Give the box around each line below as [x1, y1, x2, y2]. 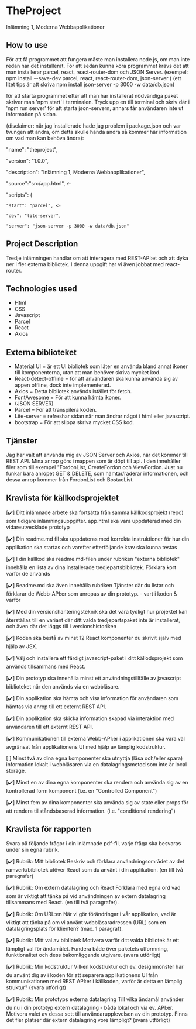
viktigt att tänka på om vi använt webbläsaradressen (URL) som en [6, 918, 166, 925]
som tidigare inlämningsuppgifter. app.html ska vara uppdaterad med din [6, 517, 181, 524]
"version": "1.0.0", [6, 157, 49, 164]
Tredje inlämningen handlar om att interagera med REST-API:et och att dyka [6, 254, 188, 261]
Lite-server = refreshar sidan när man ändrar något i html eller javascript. [14, 412, 191, 419]
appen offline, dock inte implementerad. [14, 381, 111, 388]
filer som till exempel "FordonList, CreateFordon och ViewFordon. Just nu [6, 464, 183, 470]
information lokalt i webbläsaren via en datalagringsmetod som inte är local [6, 760, 187, 768]
